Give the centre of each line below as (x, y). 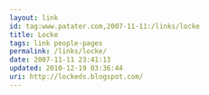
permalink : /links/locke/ (58, 52)
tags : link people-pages (56, 43)
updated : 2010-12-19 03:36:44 (66, 69)
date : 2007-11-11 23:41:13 (60, 60)
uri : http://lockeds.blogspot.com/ (76, 77)
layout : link (34, 18)
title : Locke (34, 34)
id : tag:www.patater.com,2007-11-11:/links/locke (105, 26)
